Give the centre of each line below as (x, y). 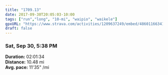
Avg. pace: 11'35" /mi (27, 67)
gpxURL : (13, 24)
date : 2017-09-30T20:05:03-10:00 (40, 14)
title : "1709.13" (23, 10)
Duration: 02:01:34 (25, 57)
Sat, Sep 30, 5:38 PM (31, 46)
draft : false (19, 28)
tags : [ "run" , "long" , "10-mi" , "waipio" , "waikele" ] (61, 19)
